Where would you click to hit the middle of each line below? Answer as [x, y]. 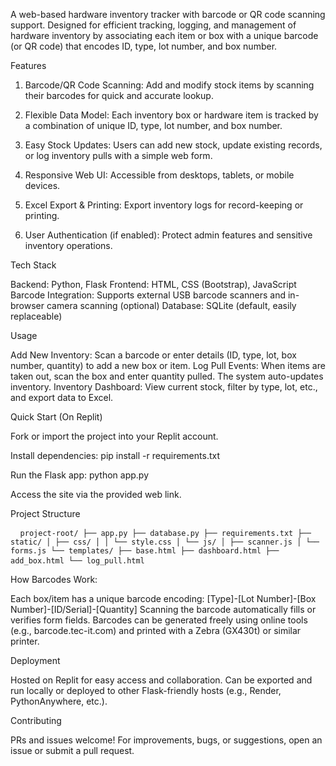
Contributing [36, 720]
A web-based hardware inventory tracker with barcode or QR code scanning [168, 14]
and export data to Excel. [62, 397]
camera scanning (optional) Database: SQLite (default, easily [171, 305]
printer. [25, 641]
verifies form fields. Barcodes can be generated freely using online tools [159, 620]
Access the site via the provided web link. [96, 494]
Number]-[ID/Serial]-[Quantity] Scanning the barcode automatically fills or [163, 609]
